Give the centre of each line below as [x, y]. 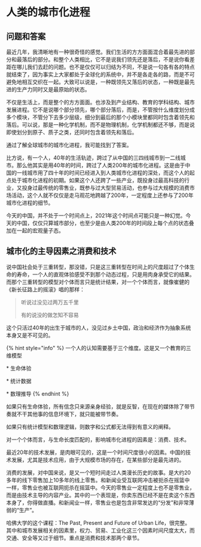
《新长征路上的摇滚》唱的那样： [45, 289]
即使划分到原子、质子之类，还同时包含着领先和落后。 [72, 132]
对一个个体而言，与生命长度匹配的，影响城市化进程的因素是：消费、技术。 [98, 440]
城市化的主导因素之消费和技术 [61, 251]
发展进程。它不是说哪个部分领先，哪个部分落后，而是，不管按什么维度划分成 [100, 110]
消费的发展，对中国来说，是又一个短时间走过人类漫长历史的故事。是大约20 [99, 473]
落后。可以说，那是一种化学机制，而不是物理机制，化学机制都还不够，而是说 [100, 125]
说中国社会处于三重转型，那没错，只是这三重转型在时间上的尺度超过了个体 [98, 267]
